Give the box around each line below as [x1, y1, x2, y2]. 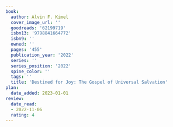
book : [5, 8, 19, 15]
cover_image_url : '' [11, 19, 61, 25]
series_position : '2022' [11, 63, 71, 69]
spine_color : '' [11, 68, 50, 74]
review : [5, 95, 25, 101]
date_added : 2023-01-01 [11, 90, 68, 96]
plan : [5, 85, 19, 91]
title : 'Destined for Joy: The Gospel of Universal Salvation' [11, 80, 168, 85]
